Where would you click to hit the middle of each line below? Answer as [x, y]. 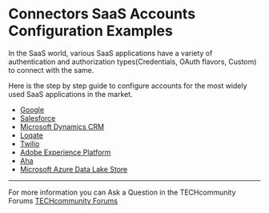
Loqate [32, 135]
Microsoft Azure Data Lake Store [74, 169]
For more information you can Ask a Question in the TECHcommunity [122, 192]
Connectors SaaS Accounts [102, 14]
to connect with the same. [51, 70]
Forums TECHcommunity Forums [63, 200]
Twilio [30, 143]
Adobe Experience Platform [65, 152]
